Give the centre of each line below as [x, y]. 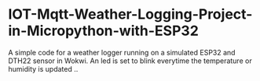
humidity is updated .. [43, 69]
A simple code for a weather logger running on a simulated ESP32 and [122, 52]
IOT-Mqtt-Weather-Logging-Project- [130, 14]
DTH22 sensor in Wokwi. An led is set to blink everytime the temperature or [130, 61]
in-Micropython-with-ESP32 [103, 31]
